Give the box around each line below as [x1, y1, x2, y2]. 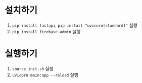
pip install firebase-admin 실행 [12, 28, 81, 34]
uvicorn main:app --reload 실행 [12, 71, 79, 78]
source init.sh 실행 [12, 65, 54, 71]
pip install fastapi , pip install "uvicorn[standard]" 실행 [12, 22, 137, 28]
